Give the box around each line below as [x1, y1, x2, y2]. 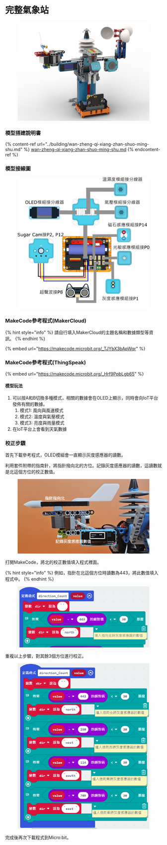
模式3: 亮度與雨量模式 [19, 420, 65, 425]
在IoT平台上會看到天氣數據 [12, 426, 67, 432]
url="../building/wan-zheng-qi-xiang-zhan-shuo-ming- [37, 141, 149, 147]
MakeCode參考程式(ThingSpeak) [5, 359, 86, 366]
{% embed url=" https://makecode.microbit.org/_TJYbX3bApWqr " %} [5, 346, 146, 352]
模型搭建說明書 [5, 129, 41, 136]
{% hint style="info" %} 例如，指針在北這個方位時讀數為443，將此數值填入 [5, 570, 159, 576]
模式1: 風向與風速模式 [19, 407, 64, 413]
